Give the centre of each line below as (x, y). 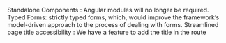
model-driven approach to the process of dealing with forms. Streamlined (113, 25)
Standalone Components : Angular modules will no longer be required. (108, 10)
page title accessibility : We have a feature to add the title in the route (107, 32)
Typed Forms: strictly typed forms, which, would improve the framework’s (113, 17)
